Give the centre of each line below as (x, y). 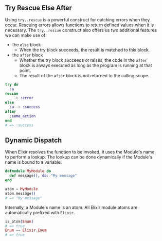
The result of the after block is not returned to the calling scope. (84, 75)
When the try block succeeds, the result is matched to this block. (84, 50)
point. (25, 70)
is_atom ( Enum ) (19, 221)
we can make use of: (26, 35)
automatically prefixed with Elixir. (40, 212)
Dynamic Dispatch (34, 140)
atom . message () (20, 193)
